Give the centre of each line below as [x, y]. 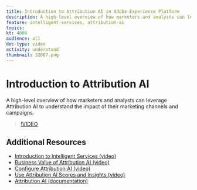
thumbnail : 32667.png [33, 55]
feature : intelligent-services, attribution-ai [65, 22]
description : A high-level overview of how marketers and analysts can [95, 17]
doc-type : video [26, 44]
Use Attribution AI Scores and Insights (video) [70, 175]
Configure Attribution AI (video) [52, 169]
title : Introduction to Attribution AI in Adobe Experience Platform [93, 11]
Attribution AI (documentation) [51, 181]
